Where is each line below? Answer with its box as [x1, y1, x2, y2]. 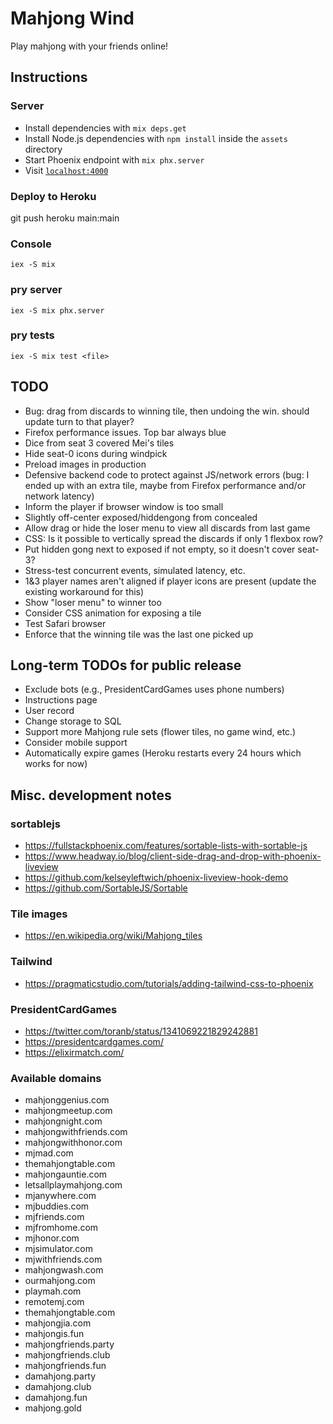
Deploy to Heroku [10, 189, 97, 203]
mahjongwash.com [24, 1264, 104, 1276]
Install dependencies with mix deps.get [24, 122, 187, 134]
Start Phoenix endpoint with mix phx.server [24, 153, 205, 166]
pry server [10, 283, 63, 297]
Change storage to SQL [24, 715, 122, 727]
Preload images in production [24, 458, 147, 470]
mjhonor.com [24, 1232, 80, 1244]
